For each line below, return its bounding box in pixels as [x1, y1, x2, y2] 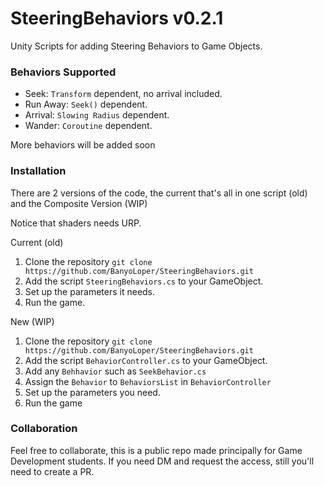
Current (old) [10, 236, 64, 248]
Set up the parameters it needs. [24, 285, 156, 297]
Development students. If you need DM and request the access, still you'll [10, 455, 315, 467]
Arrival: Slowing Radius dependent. [24, 109, 170, 121]
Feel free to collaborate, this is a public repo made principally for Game [10, 444, 303, 456]
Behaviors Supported [10, 65, 117, 79]
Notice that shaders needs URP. [10, 217, 142, 229]
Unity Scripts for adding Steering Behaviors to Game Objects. [10, 40, 263, 52]
